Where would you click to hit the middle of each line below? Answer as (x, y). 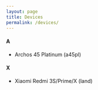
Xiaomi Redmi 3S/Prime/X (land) (53, 81)
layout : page (22, 11)
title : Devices (25, 17)
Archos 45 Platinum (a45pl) (48, 54)
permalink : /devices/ (33, 22)
